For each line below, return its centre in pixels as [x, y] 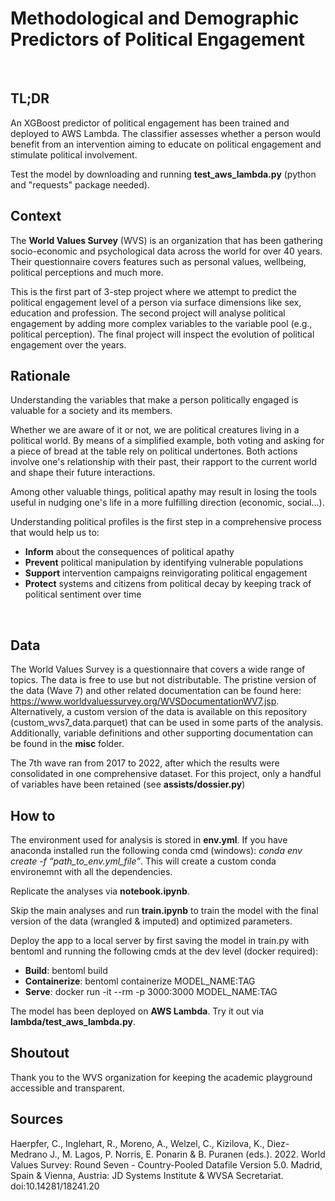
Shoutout [40, 1053]
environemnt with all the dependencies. [91, 871]
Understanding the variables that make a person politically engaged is [154, 400]
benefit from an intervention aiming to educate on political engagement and [166, 144]
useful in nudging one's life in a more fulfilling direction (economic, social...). [167, 503]
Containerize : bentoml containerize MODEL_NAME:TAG [140, 981]
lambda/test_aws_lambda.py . [73, 1021]
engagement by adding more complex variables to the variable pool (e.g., [161, 323]
